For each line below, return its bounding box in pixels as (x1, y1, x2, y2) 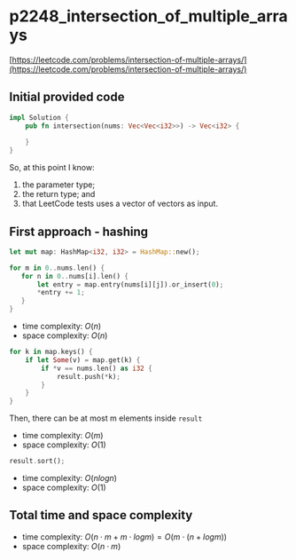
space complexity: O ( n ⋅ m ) (21, 540, 121, 551)
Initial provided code (9, 90, 125, 105)
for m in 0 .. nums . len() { (9, 264, 105, 272)
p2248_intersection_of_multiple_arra (9, 6, 288, 27)
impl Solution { (9, 113, 69, 122)
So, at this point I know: (9, 162, 95, 173)
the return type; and (21, 189, 96, 200)
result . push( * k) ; (56, 372, 121, 381)
